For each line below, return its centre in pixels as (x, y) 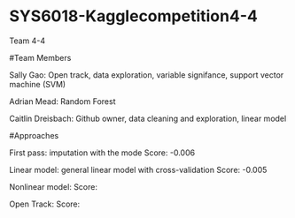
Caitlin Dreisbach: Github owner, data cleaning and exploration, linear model (148, 118)
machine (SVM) (38, 84)
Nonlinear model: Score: (53, 186)
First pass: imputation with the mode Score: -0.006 (102, 153)
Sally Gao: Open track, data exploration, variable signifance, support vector (147, 75)
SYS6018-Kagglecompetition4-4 (134, 16)
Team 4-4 (27, 41)
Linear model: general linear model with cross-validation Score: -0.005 (138, 169)
